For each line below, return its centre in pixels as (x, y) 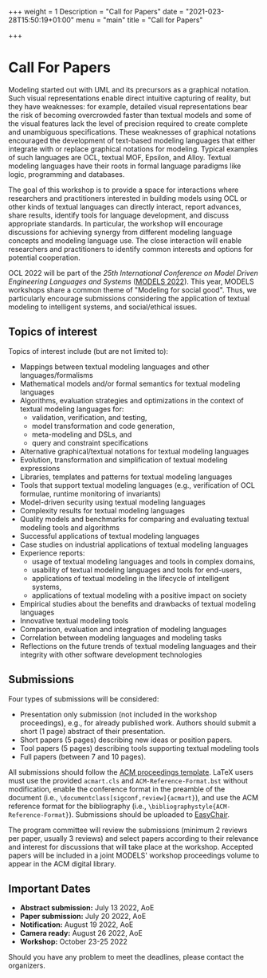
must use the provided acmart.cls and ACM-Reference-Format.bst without (128, 780)
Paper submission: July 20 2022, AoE (83, 917)
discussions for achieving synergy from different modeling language (120, 232)
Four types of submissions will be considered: (84, 699)
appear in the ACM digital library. (62, 863)
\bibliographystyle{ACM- (189, 807)
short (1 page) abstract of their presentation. (92, 731)
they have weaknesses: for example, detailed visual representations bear (128, 106)
